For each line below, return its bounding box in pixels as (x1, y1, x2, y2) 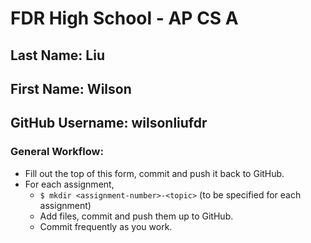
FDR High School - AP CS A (10, 7, 239, 30)
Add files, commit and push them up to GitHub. (39, 210, 234, 222)
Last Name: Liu (10, 47, 105, 64)
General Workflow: (10, 145, 104, 159)
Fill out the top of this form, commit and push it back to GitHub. (24, 167, 285, 179)
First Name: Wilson (10, 80, 132, 97)
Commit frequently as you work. (39, 220, 173, 232)
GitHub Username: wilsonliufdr (10, 115, 208, 132)
